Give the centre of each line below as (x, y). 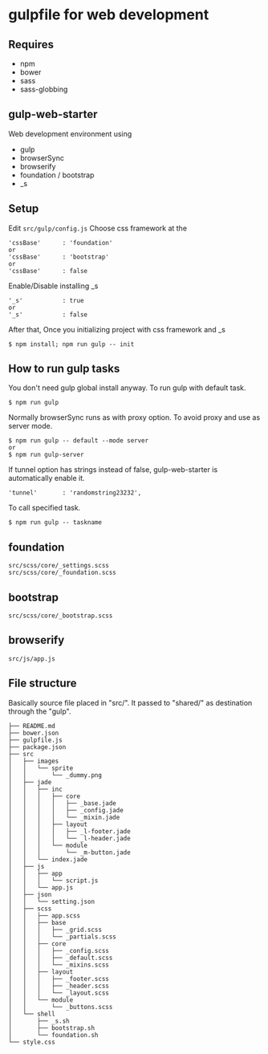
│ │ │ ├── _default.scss (61, 958)
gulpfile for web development (109, 15)
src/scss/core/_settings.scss (59, 566)
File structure (43, 684)
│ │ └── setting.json (51, 901)
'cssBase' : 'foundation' (61, 242)
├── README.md (32, 726)
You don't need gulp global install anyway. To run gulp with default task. (127, 388)
